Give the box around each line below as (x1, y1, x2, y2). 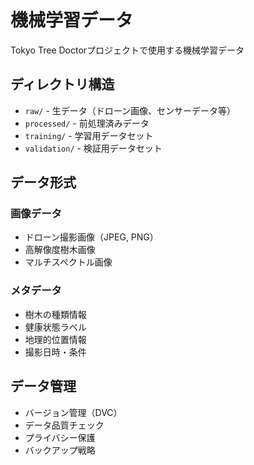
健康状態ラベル (24, 321, 87, 333)
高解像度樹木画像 (24, 244, 96, 256)
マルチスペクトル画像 (24, 256, 113, 268)
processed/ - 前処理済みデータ (24, 117, 150, 129)
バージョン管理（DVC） (24, 406, 123, 418)
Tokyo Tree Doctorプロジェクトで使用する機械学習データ (10, 44, 245, 56)
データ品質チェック (24, 419, 105, 431)
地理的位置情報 (24, 333, 87, 345)
